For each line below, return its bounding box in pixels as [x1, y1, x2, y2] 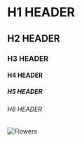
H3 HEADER [7, 54, 49, 64]
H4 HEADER [7, 71, 43, 80]
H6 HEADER [7, 105, 43, 114]
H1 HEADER [7, 4, 76, 20]
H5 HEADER [7, 87, 43, 95]
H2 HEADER [7, 32, 60, 45]
